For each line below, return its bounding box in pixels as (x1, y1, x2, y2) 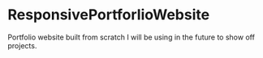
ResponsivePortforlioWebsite (7, 6, 210, 24)
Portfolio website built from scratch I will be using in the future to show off (7, 32, 255, 42)
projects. (7, 40, 37, 50)
